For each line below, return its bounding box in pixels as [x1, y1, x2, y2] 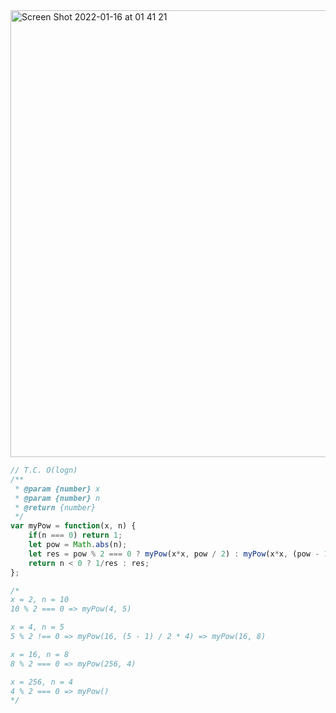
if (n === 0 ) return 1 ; [28, 530, 123, 541]
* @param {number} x [14, 484, 101, 494]
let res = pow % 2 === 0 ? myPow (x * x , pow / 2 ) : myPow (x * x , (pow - [28, 549, 320, 559]
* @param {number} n [14, 493, 101, 503]
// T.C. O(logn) [10, 465, 78, 475]
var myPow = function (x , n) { [10, 521, 137, 531]
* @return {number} [14, 502, 97, 513]
